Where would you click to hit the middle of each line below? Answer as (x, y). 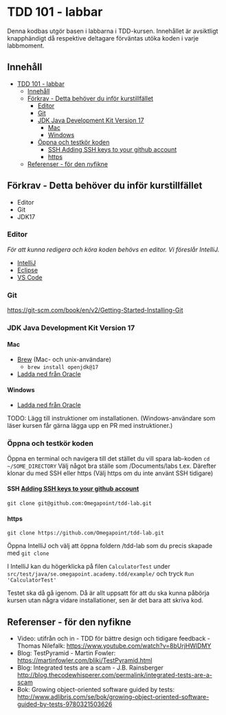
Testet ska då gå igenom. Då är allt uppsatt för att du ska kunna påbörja (108, 593)
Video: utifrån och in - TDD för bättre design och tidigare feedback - (114, 638)
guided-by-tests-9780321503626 (65, 704)
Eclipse (27, 270)
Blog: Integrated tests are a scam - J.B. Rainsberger (90, 668)
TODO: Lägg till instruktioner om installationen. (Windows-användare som (111, 418)
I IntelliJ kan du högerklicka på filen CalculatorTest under (89, 567)
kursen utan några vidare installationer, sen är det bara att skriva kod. (105, 600)
